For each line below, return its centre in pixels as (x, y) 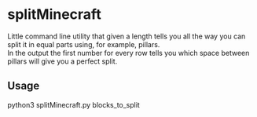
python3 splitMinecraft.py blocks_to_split (74, 104)
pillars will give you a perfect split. (62, 61)
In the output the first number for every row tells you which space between (128, 53)
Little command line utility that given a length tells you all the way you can (127, 36)
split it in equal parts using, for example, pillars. (84, 44)
